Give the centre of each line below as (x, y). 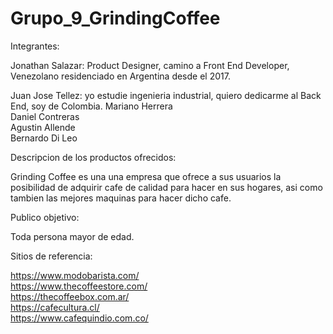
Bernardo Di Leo (44, 138)
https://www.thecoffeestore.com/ (79, 286)
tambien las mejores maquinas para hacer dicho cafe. (121, 198)
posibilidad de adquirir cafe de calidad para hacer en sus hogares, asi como (166, 187)
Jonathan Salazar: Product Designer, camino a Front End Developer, (150, 65)
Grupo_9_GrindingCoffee (115, 18)
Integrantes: (35, 46)
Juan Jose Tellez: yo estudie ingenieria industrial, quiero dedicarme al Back (166, 95)
